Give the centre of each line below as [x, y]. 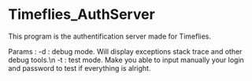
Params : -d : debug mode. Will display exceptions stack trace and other [125, 51]
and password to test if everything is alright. [80, 68]
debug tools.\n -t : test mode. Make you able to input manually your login [126, 60]
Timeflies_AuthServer [82, 15]
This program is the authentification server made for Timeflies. [109, 36]
